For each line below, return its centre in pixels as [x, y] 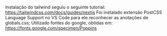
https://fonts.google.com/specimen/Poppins [51, 28]
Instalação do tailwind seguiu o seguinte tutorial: [55, 7]
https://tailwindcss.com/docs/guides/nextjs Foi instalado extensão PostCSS [84, 12]
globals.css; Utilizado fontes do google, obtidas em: [59, 23]
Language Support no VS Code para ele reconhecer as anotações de [77, 18]
